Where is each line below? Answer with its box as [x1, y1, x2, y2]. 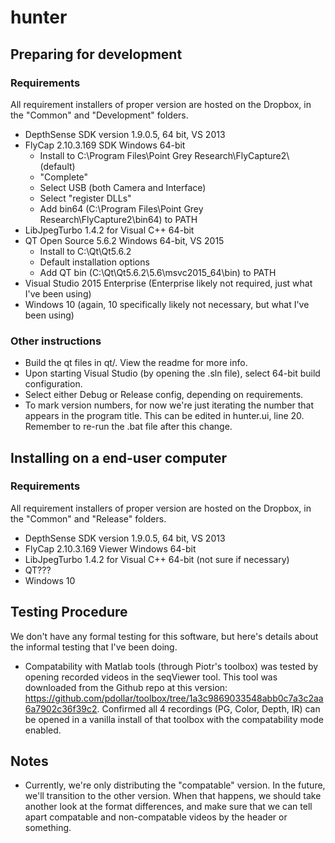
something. [24, 822, 72, 834]
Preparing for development [10, 46, 183, 63]
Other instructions [10, 334, 102, 348]
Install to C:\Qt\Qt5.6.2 [39, 245, 132, 257]
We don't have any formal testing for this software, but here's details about [10, 630, 319, 642]
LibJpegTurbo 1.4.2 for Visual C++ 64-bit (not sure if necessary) [24, 553, 290, 565]
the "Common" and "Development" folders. [10, 109, 189, 121]
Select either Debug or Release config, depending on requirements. [24, 389, 304, 401]
